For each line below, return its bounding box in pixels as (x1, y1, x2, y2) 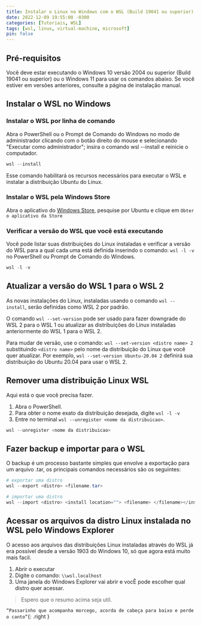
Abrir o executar (14, 565, 55, 572)
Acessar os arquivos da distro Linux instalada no (6, 516, 191, 526)
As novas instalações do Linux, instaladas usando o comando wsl (6, 297, 167, 304)
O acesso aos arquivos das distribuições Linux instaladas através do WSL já (6, 541, 193, 548)
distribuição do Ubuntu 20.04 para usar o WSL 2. (6, 358, 127, 365)
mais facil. (6, 554, 32, 561)
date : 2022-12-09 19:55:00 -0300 (6, 14, 90, 20)
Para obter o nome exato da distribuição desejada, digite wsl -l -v (14, 409, 181, 416)
